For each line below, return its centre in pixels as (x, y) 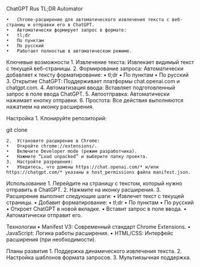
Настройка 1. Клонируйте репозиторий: (56, 118)
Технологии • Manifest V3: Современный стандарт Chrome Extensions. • (99, 227)
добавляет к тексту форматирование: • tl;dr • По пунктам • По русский (98, 75)
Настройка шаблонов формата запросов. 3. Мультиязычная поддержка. (99, 257)
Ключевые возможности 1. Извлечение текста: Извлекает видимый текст (100, 62)
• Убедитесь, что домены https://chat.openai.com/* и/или (83, 167)
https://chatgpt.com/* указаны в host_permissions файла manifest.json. (99, 172)
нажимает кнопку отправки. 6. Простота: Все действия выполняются (95, 100)
